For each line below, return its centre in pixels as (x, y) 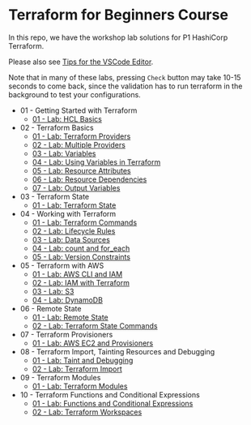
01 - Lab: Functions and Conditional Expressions (113, 403)
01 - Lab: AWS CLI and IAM (77, 274)
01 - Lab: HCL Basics (67, 118)
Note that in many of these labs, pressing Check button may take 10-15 (125, 77)
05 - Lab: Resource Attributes (81, 170)
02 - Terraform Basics (57, 127)
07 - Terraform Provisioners (66, 334)
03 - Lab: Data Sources (71, 239)
